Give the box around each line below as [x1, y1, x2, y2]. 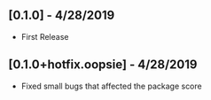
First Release [20, 31, 69, 42]
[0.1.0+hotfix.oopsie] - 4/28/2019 [8, 58, 198, 73]
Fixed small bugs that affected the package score [20, 81, 202, 91]
